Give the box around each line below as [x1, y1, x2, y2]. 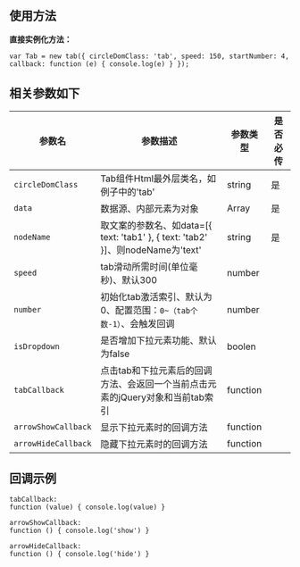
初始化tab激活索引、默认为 [100, 290, 212, 303]
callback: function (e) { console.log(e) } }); [9, 59, 190, 69]
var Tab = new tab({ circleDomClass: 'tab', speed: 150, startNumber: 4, [9, 52, 290, 61]
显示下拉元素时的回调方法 [100, 421, 208, 433]
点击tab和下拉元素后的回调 [100, 364, 212, 377]
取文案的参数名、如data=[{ [100, 219, 212, 231]
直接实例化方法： [9, 34, 72, 45]
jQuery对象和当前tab [118, 391, 205, 404]
